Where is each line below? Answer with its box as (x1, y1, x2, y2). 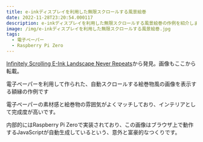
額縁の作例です (11, 88, 49, 95)
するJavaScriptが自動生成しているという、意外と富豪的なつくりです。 (6, 128, 181, 136)
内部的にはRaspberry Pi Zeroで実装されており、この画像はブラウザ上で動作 (6, 121, 194, 128)
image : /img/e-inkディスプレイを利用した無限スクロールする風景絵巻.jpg (6, 25, 171, 32)
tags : (6, 31, 20, 37)
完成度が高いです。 (11, 108, 59, 115)
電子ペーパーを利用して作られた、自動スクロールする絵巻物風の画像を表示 (6, 80, 192, 88)
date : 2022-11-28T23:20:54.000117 (6, 15, 94, 21)
